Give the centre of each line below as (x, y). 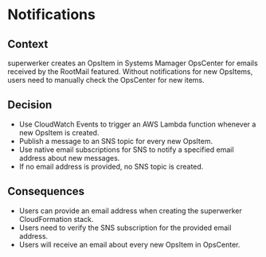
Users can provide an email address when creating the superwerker (130, 210)
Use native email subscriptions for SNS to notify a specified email (126, 150)
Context (28, 44)
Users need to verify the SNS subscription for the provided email (125, 228)
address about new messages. (69, 158)
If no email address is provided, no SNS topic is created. (111, 166)
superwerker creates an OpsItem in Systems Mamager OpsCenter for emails (133, 63)
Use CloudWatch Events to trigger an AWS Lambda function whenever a (137, 124)
